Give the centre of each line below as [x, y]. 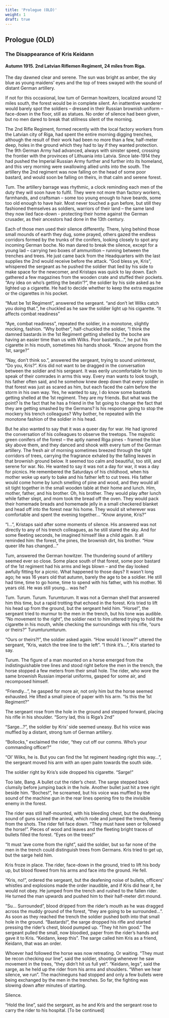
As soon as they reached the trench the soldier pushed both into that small [82, 917]
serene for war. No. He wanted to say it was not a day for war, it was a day [82, 466]
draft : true [18, 19]
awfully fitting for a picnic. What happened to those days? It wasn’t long [80, 572]
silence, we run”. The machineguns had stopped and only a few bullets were [84, 975]
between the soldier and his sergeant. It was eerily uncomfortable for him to [84, 371]
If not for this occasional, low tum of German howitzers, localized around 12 [83, 98]
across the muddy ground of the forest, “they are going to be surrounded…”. [84, 911]
